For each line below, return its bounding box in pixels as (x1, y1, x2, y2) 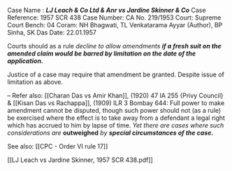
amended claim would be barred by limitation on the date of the (7, 49, 196, 57)
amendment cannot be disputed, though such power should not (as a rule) (7, 107, 222, 114)
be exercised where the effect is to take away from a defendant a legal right (7, 114, 226, 122)
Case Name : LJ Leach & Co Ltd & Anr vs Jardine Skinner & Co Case (7, 6, 206, 14)
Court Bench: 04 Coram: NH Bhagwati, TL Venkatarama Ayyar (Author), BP (7, 21, 223, 29)
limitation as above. (7, 78, 64, 86)
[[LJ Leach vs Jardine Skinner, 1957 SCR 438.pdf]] (7, 156, 154, 164)
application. (7, 57, 44, 65)
